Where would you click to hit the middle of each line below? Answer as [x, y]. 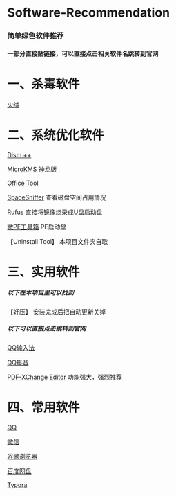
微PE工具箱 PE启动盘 [37, 227]
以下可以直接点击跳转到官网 [47, 329]
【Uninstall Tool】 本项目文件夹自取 [58, 241]
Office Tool [23, 183]
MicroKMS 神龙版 [32, 169]
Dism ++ [19, 154]
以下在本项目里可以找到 [40, 293]
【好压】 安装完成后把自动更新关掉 [56, 311]
